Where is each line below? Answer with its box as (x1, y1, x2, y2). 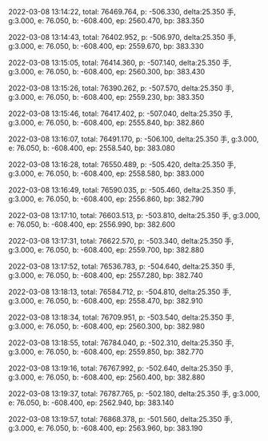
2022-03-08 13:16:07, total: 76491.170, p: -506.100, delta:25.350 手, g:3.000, (8, 134, 259, 144)
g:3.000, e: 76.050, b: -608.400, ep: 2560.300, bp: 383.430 (8, 67, 206, 76)
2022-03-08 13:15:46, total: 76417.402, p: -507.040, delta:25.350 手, (8, 109, 234, 118)
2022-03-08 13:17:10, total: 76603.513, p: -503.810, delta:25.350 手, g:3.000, (8, 211, 261, 220)
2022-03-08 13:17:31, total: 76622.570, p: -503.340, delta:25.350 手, (8, 236, 234, 245)
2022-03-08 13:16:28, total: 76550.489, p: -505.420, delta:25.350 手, (8, 160, 236, 169)
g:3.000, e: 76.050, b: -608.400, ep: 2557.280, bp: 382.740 (8, 271, 203, 280)
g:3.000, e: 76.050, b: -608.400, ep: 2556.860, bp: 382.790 (8, 194, 204, 204)
